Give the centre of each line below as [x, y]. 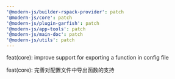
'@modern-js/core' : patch [39, 18]
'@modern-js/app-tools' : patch [46, 29]
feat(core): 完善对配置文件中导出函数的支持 [60, 70]
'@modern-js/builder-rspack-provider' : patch [65, 12]
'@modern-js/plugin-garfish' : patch [53, 23]
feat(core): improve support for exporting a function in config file [87, 57]
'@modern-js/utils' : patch [41, 40]
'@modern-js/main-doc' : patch [45, 35]
